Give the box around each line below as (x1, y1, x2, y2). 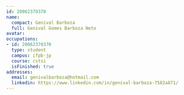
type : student (11, 47, 46, 53)
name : (6, 14, 20, 20)
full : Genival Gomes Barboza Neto (11, 25, 96, 31)
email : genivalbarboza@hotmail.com (11, 74, 99, 80)
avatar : (6, 31, 25, 37)
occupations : (6, 36, 38, 42)
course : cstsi (11, 58, 46, 64)
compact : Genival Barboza (11, 19, 76, 25)
